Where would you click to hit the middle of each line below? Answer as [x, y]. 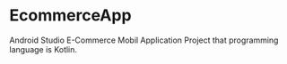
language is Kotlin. [43, 49]
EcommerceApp [70, 16]
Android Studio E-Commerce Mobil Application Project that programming [144, 40]
